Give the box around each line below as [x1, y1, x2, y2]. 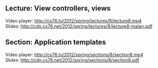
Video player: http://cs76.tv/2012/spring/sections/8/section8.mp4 [5, 51, 144, 58]
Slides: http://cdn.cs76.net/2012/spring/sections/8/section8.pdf [5, 57, 140, 63]
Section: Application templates [5, 38, 106, 47]
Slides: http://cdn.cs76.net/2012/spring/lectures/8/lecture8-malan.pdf [5, 23, 153, 29]
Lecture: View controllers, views [5, 4, 111, 13]
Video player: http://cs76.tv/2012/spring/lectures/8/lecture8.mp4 [5, 17, 142, 24]
